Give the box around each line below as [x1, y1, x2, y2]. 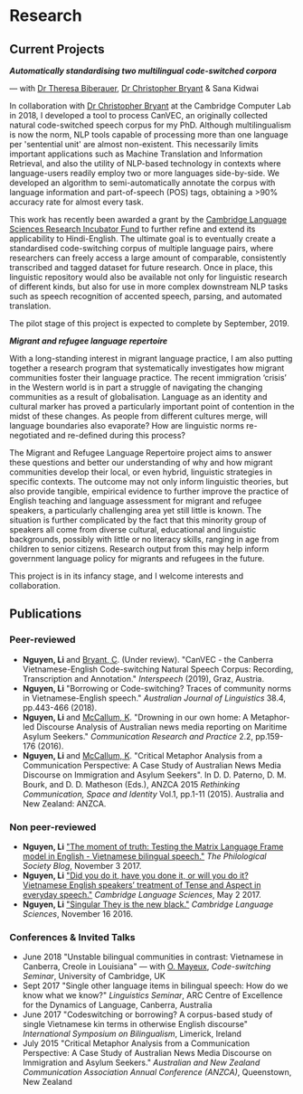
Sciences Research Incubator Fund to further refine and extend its [9, 223, 256, 234]
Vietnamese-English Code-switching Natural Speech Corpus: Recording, [22, 664, 294, 674]
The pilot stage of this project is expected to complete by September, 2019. [9, 318, 289, 328]
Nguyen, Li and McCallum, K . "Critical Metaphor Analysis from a [22, 750, 263, 760]
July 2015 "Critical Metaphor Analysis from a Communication [22, 1038, 251, 1049]
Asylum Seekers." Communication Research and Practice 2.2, [22, 731, 254, 741]
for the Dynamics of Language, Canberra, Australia [22, 1000, 213, 1011]
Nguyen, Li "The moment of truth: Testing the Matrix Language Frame [22, 841, 284, 852]
